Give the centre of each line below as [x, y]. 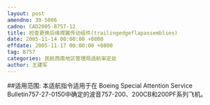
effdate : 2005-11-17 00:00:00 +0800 [60, 46]
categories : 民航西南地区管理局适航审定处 [62, 59]
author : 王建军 [27, 65]
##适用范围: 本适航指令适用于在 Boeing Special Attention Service [100, 85]
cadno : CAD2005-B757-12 [42, 26]
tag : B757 [21, 52]
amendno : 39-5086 [32, 20]
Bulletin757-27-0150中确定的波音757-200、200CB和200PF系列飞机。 [107, 94]
